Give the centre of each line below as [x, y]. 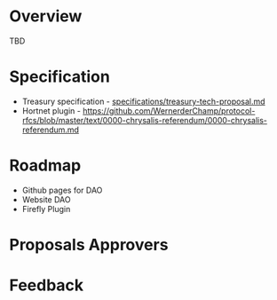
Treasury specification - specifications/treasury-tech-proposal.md [143, 101]
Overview [46, 16]
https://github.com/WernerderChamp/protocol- [169, 111]
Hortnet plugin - [51, 111]
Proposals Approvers [89, 245]
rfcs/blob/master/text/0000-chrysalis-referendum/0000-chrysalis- [145, 120]
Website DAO [46, 199]
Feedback [47, 285]
